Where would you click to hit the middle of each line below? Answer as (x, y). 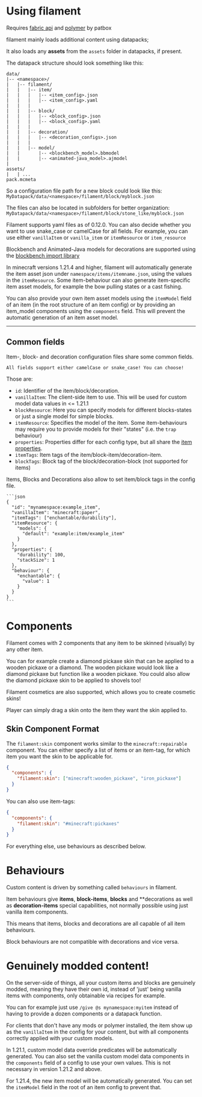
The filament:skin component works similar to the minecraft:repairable (97, 743)
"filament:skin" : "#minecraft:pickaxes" (68, 824)
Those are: (20, 379)
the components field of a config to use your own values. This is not (88, 1063)
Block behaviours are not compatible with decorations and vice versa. (93, 942)
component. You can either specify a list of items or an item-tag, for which (98, 750)
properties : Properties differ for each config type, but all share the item (103, 442)
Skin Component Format (53, 729)
